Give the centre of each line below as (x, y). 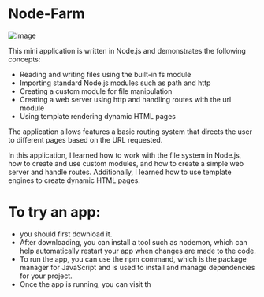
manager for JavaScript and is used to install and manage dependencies (137, 267)
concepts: (24, 59)
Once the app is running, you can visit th (85, 284)
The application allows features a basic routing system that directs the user (130, 132)
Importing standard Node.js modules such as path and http (115, 83)
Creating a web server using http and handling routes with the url (125, 99)
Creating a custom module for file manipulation (96, 91)
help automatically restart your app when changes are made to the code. (138, 251)
